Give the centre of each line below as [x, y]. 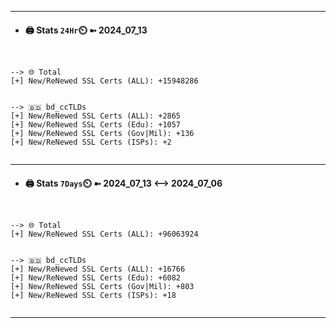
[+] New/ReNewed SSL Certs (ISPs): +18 [93, 296]
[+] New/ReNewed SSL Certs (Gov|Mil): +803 [102, 287]
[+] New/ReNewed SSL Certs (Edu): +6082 [96, 278]
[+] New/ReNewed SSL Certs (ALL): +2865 [96, 116]
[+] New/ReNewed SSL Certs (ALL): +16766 [98, 269]
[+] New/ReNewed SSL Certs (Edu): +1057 [96, 125]
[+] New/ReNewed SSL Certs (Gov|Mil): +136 [102, 134]
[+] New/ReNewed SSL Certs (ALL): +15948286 [104, 81]
